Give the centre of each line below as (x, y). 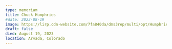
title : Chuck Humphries (31, 15)
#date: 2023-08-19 (25, 19)
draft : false (19, 29)
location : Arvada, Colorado (35, 39)
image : (12, 24)
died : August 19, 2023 (29, 34)
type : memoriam (21, 10)
